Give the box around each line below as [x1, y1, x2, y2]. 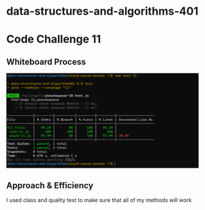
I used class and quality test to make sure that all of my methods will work [6, 197, 192, 204]
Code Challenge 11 [6, 32, 101, 47]
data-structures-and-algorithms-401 [6, 4, 198, 18]
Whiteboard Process [6, 56, 87, 67]
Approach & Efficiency [6, 180, 93, 190]
